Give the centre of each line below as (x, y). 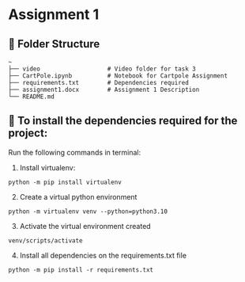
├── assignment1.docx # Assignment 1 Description (104, 90)
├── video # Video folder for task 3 (102, 69)
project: (28, 133)
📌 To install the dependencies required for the (123, 121)
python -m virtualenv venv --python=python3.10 (88, 211)
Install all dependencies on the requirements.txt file (103, 255)
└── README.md (32, 97)
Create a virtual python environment (78, 196)
